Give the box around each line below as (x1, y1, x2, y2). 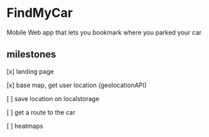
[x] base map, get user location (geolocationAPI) (6, 81, 147, 89)
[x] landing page (6, 67, 54, 75)
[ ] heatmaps (6, 122, 43, 130)
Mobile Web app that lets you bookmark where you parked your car (6, 28, 202, 37)
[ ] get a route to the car (6, 107, 76, 117)
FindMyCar (6, 5, 73, 21)
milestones (6, 48, 57, 60)
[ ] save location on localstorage (6, 94, 100, 103)
